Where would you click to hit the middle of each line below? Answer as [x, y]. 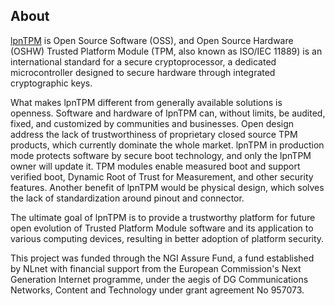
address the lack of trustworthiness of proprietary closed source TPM [154, 134]
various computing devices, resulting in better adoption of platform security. [167, 238]
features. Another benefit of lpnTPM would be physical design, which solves [167, 187]
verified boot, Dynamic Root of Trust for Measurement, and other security [162, 176]
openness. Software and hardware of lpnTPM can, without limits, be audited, [168, 113]
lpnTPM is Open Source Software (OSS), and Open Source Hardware [152, 40]
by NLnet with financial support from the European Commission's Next [156, 268]
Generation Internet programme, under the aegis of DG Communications [159, 279]
